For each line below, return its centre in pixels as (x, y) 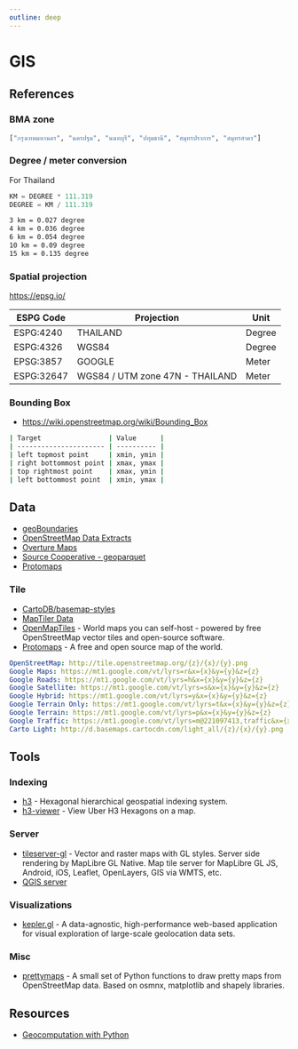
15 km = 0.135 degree (49, 253)
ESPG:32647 (41, 376)
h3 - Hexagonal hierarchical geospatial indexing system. (125, 802)
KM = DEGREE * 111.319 (51, 196)
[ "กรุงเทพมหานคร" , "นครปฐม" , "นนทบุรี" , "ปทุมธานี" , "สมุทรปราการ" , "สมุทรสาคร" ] (135, 138)
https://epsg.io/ (38, 296)
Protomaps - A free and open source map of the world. (122, 646)
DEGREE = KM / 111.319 (51, 204)
